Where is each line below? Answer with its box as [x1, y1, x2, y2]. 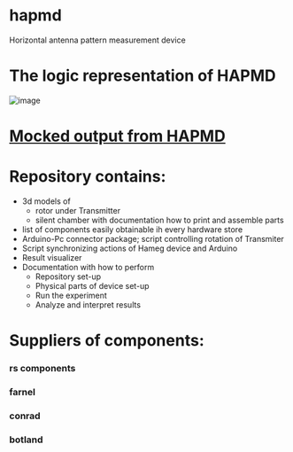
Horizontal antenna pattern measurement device [9, 35, 186, 45]
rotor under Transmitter [35, 206, 121, 215]
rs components [9, 362, 76, 375]
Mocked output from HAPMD [9, 126, 226, 146]
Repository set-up [35, 271, 102, 282]
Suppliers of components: [9, 331, 205, 351]
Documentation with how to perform [21, 262, 155, 272]
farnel [9, 386, 35, 399]
